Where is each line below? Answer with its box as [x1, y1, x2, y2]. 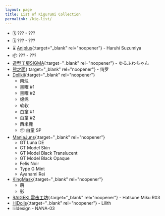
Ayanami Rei [19, 171, 46, 177]
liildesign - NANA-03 [12, 206, 55, 212]
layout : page [5, 7, 32, 12]
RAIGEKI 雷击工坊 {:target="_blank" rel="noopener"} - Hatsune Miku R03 [12, 195, 160, 201]
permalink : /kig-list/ [5, 16, 52, 21]
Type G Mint [19, 166, 45, 172]
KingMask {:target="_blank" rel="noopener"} [12, 176, 103, 182]
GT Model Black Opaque [19, 155, 70, 161]
